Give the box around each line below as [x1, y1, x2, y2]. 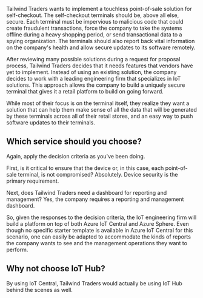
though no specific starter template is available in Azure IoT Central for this [6, 226, 193, 234]
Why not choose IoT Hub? [6, 263, 106, 274]
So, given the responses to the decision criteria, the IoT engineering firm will [6, 214, 197, 221]
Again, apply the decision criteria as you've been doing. [6, 152, 145, 160]
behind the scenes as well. [6, 286, 73, 293]
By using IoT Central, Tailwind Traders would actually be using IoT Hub [6, 279, 183, 287]
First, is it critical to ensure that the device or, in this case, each [6, 164, 164, 172]
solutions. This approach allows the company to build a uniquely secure [6, 81, 185, 89]
